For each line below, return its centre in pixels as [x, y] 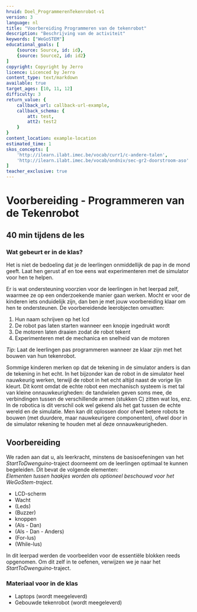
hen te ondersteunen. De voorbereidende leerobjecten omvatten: [85, 307]
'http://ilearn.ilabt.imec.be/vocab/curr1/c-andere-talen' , [92, 155]
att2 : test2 [42, 122]
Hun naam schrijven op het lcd [52, 319]
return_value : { [26, 100]
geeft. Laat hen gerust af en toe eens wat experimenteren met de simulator [98, 271]
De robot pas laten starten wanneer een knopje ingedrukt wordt [92, 325]
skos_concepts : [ [28, 149]
